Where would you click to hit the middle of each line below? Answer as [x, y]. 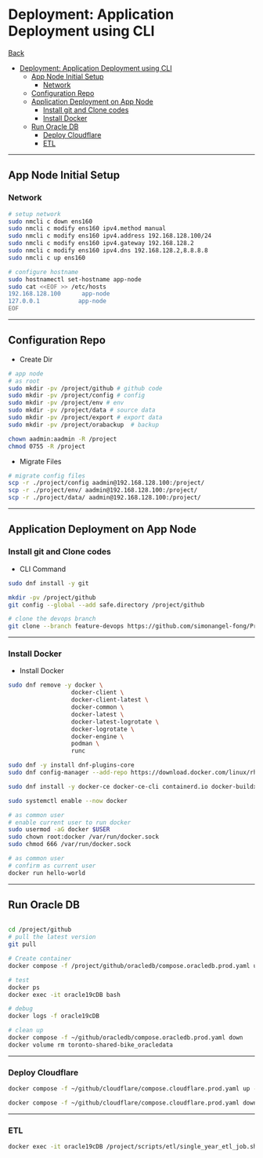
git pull [22, 944]
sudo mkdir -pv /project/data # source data [82, 410]
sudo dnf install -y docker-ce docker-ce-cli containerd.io [108, 786]
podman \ [85, 744]
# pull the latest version [52, 937]
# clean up [26, 1031]
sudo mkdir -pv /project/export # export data [85, 418]
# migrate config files [47, 476]
